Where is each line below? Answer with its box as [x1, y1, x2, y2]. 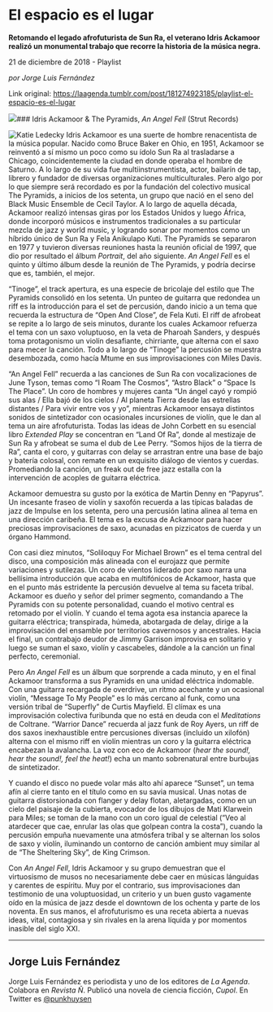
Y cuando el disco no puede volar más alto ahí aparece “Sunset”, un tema [8, 778, 254, 787]
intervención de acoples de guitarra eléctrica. [8, 472, 161, 482]
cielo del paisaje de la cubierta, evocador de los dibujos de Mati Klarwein [8, 804, 253, 813]
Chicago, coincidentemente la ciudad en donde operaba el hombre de [8, 156, 243, 165]
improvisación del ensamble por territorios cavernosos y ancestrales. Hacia [8, 625, 262, 635]
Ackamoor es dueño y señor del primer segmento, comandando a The [8, 590, 244, 600]
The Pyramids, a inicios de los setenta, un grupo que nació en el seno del [8, 190, 254, 200]
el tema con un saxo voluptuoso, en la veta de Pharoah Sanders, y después [8, 327, 261, 337]
